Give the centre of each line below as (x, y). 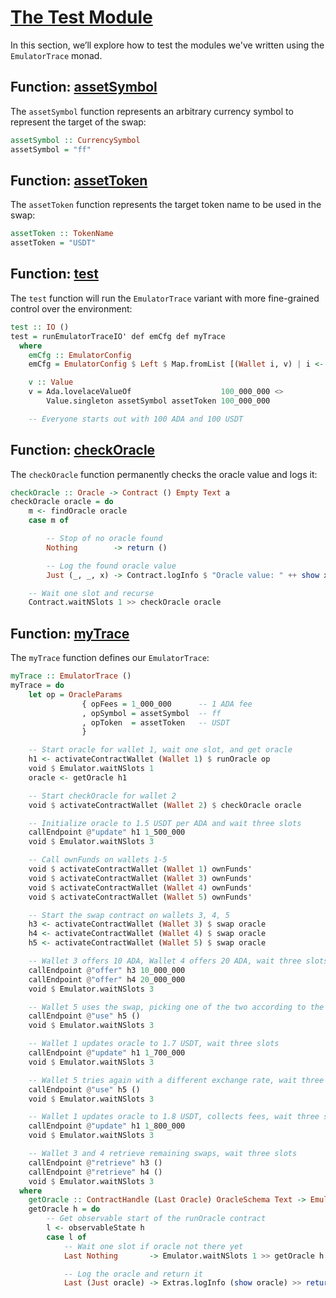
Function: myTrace (70, 633)
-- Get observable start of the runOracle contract (156, 1219)
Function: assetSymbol (84, 87)
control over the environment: (71, 308)
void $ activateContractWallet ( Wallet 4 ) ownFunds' (140, 887)
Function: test (54, 274)
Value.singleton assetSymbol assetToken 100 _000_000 (158, 401)
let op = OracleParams (75, 694)
